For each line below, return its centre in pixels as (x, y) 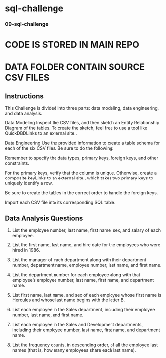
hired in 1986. (26, 250)
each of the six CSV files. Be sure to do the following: (59, 148)
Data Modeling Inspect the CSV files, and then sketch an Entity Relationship (82, 123)
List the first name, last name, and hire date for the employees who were (86, 245)
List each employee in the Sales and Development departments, (77, 325)
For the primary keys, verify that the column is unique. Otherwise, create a (81, 173)
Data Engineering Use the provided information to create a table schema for (83, 143)
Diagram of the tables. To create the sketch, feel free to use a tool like (76, 128)
